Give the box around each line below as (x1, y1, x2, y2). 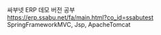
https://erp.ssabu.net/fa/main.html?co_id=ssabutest (7, 13, 154, 22)
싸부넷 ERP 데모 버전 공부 (7, 6, 75, 13)
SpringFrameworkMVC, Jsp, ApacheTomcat (7, 21, 131, 28)
